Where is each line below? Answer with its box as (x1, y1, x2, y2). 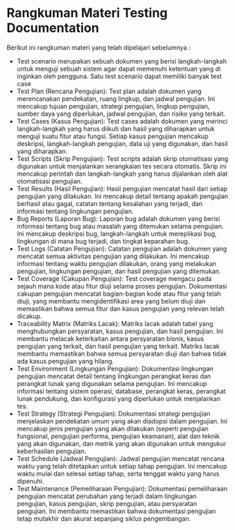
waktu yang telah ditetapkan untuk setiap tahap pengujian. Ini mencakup (16, 462, 227, 470)
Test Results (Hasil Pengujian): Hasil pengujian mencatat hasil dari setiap (16, 184, 228, 193)
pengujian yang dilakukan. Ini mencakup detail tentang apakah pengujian (16, 192, 229, 200)
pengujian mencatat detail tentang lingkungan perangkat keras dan (16, 372, 212, 380)
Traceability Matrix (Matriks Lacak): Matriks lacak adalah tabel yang (16, 319, 214, 327)
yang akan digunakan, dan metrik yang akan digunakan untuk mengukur (16, 439, 227, 447)
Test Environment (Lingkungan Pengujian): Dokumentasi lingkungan (16, 364, 214, 373)
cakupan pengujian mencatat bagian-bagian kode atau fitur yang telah (16, 289, 221, 298)
